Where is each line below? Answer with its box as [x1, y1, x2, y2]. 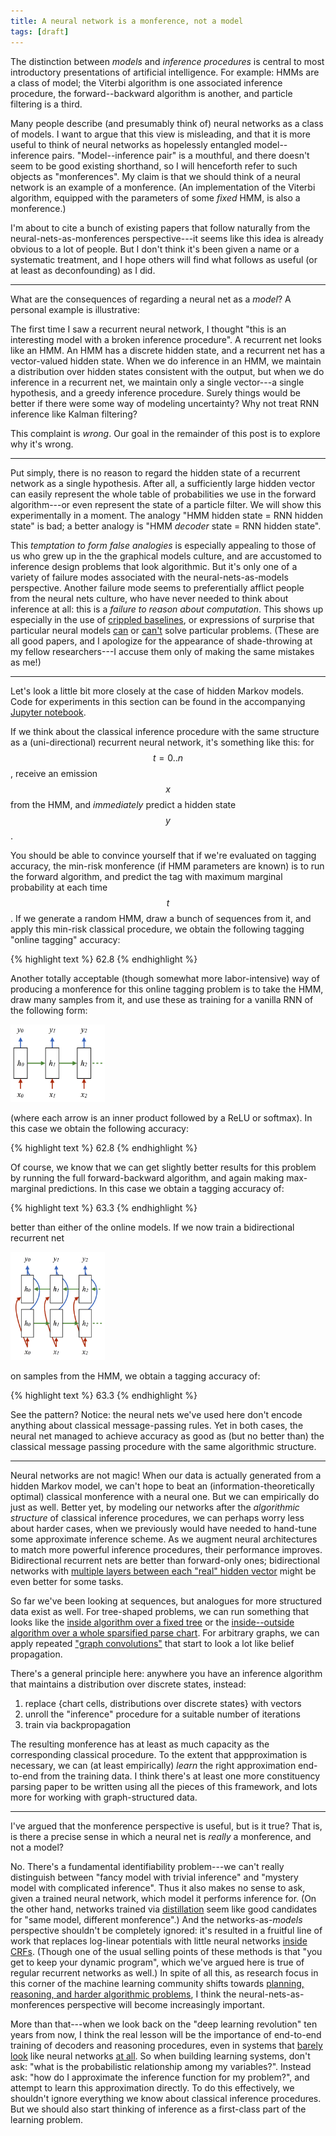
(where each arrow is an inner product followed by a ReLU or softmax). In [10, 1111, 313, 1124]
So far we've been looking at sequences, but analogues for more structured [10, 1595, 323, 1607]
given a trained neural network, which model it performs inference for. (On [10, 1892, 317, 1904]
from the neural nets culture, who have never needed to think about [10, 592, 289, 604]
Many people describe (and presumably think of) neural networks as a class [10, 117, 324, 129]
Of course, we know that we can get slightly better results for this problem [10, 1161, 317, 1173]
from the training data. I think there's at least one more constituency [40, 1770, 321, 1782]
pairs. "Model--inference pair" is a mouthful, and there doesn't [51, 149, 310, 161]
